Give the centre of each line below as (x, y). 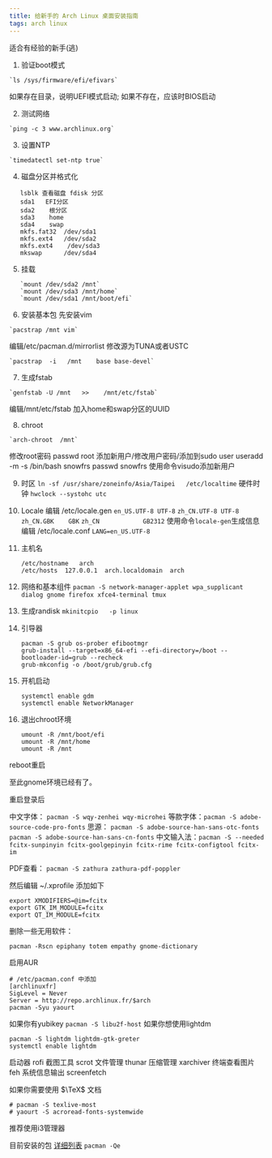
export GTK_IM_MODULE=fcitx (57, 908)
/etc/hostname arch (57, 563)
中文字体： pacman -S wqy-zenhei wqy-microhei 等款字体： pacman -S (123, 816)
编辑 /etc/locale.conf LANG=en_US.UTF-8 (85, 531)
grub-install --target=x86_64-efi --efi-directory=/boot (119, 650)
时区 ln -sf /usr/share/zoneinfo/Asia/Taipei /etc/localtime (129, 483)
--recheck (106, 657)
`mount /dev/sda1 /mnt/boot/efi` (76, 298)
